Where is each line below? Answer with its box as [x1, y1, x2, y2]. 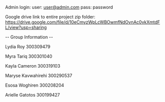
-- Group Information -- [5, 34, 53, 40]
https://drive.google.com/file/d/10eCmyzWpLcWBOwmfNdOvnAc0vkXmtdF [5, 19, 161, 25]
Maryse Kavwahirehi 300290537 [5, 73, 73, 79]
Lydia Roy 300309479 [5, 44, 51, 49]
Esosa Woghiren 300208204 [5, 82, 65, 88]
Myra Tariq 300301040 [5, 53, 53, 59]
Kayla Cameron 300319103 [5, 63, 61, 69]
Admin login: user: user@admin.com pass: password [5, 4, 113, 10]
